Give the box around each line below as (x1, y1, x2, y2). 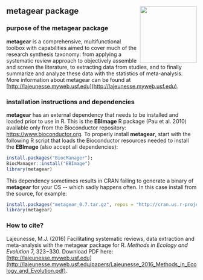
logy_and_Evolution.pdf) (6, 267, 66, 274)
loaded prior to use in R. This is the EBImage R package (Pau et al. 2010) (6, 117, 187, 125)
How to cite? (6, 221, 44, 229)
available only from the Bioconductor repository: (6, 124, 127, 131)
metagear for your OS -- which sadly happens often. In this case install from (6, 183, 197, 190)
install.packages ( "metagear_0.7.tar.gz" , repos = (6, 201, 134, 208)
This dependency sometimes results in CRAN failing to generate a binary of (6, 177, 194, 184)
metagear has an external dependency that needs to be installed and (6, 111, 179, 118)
